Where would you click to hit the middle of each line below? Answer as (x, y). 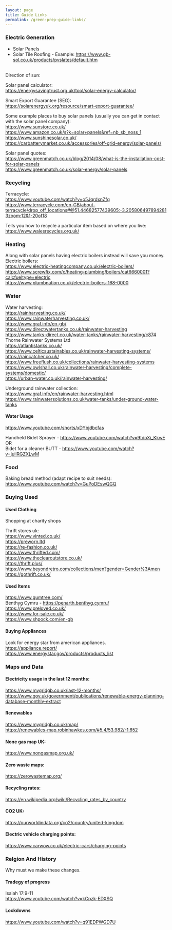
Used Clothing (21, 509)
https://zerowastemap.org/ (34, 776)
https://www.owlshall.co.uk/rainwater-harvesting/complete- (69, 367)
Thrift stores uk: (22, 531)
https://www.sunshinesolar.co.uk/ (41, 138)
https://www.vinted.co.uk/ (33, 536)
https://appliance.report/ (31, 648)
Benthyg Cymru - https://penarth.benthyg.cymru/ (57, 603)
